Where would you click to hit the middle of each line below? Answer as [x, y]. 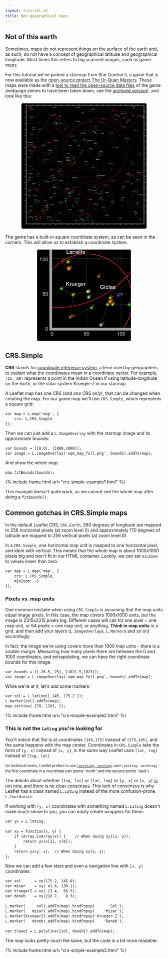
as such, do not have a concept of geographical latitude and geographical [81, 54]
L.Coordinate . [19, 796]
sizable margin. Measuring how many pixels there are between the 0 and [80, 652]
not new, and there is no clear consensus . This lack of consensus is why [80, 786]
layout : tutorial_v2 [27, 11]
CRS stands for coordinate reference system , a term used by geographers [81, 368]
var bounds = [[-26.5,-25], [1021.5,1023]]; [52, 672]
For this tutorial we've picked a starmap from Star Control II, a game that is [82, 75]
